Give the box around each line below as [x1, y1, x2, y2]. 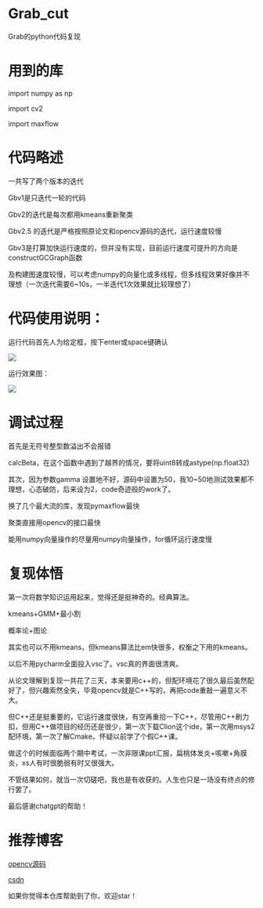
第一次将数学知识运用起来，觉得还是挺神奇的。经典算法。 [8, 592, 193, 601]
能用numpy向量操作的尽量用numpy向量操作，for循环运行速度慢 [8, 534, 213, 544]
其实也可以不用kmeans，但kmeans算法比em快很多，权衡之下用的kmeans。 [8, 642, 252, 651]
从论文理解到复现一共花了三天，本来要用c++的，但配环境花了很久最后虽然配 [8, 676, 254, 685]
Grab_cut [8, 5, 69, 23]
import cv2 [8, 104, 43, 113]
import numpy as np [8, 88, 73, 98]
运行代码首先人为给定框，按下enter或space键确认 [8, 337, 168, 346]
